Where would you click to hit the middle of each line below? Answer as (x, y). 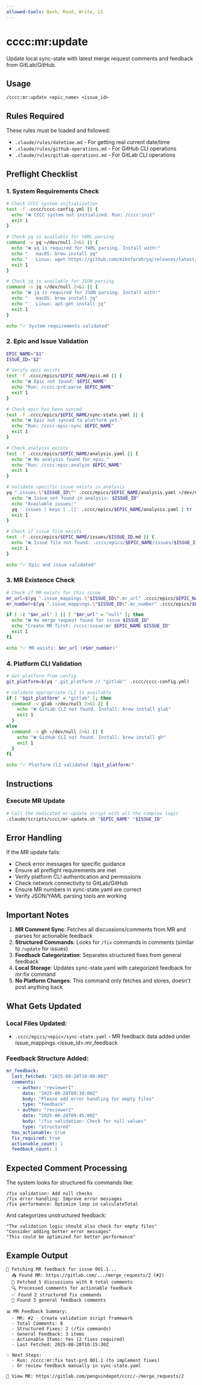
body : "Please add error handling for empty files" (88, 1099)
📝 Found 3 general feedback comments (59, 1300)
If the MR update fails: (34, 852)
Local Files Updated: (37, 1023)
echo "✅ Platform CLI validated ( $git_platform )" (70, 765)
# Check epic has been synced (44, 409)
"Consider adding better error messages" (59, 1232)
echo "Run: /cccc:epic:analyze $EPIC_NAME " (67, 465)
